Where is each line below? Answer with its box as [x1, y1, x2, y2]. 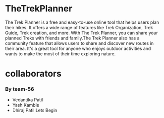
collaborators [5, 68, 62, 79]
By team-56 [5, 86, 35, 93]
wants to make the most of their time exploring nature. [5, 50, 116, 57]
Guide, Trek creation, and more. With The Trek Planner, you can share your [5, 30, 158, 36]
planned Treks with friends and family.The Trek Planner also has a [5, 35, 140, 41]
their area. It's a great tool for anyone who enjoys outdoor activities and [5, 45, 151, 51]
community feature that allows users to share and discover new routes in [5, 40, 154, 46]
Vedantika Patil [12, 97, 43, 103]
